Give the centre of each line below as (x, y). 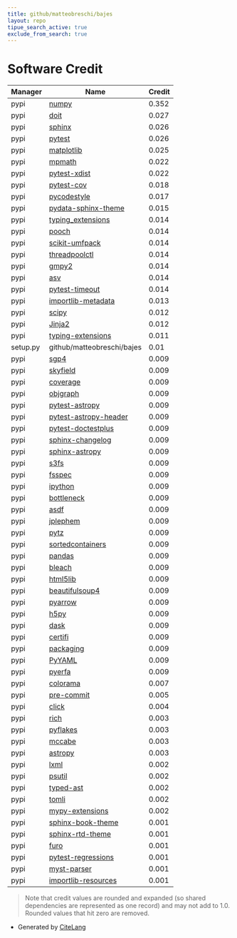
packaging (67, 648)
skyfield (62, 370)
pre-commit (69, 695)
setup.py (26, 347)
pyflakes (63, 730)
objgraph (64, 394)
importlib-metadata (82, 301)
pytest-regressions (81, 857)
